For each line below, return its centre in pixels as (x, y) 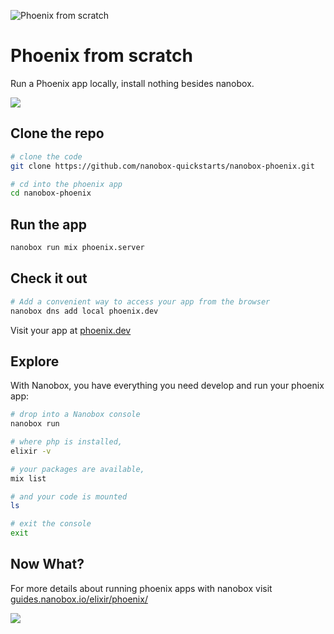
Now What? (47, 564)
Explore (35, 361)
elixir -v (31, 451)
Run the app (48, 224)
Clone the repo (57, 133)
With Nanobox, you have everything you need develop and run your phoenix (167, 386)
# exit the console (51, 524)
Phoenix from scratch (101, 56)
